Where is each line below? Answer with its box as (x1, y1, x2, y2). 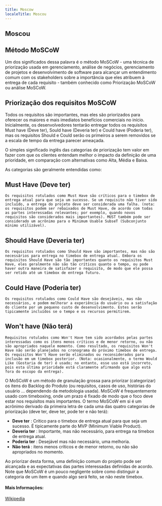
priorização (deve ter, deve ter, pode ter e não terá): (5, 408, 109, 414)
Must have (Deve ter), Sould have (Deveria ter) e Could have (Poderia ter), (5, 127, 153, 133)
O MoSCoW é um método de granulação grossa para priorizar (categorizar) (5, 377, 156, 383)
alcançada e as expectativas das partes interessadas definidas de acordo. (5, 463, 154, 469)
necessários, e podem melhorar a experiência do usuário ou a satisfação (5, 300, 158, 306)
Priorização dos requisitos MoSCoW (5, 99, 117, 107)
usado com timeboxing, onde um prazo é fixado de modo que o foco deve (5, 393, 153, 399)
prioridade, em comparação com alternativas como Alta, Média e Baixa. (5, 157, 148, 163)
